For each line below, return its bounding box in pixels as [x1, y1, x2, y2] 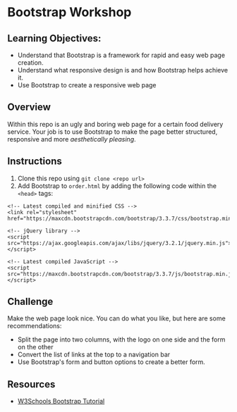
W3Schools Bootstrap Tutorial [17, 397, 105, 406]
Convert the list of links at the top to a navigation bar [17, 350, 171, 359]
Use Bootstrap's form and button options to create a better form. [17, 358, 206, 366]
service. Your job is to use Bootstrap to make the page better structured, [7, 127, 218, 136]
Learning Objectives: [7, 32, 102, 44]
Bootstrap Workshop [7, 4, 132, 20]
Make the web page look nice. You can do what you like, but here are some [7, 314, 226, 323]
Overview [7, 101, 51, 113]
